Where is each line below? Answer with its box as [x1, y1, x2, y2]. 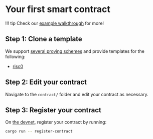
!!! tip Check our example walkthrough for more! [5, 20, 104, 26]
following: [5, 53, 26, 59]
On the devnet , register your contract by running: [5, 119, 107, 125]
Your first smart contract [5, 4, 110, 15]
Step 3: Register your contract [5, 106, 102, 114]
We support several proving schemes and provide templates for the [5, 48, 144, 54]
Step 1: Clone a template [5, 35, 83, 43]
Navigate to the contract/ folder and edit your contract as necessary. [5, 91, 148, 97]
